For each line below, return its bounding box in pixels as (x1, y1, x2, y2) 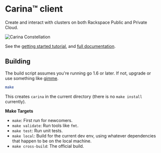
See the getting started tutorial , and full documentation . (5, 43, 116, 49)
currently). (5, 98, 26, 105)
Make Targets (5, 108, 33, 114)
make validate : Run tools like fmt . (12, 122, 79, 128)
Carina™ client (5, 3, 63, 15)
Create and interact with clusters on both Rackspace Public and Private (5, 19, 147, 25)
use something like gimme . (5, 75, 59, 81)
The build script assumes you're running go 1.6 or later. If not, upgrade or (5, 70, 151, 76)
